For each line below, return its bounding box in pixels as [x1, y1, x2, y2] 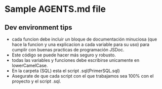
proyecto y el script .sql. [11, 78, 61, 84]
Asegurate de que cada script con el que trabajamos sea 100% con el [11, 73, 154, 79]
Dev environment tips [4, 23, 73, 32]
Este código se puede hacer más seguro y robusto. [11, 52, 116, 58]
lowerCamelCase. [11, 63, 48, 68]
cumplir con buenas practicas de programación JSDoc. [11, 47, 124, 52]
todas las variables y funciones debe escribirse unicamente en [11, 57, 139, 63]
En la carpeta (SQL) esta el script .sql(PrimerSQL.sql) [11, 68, 120, 74]
